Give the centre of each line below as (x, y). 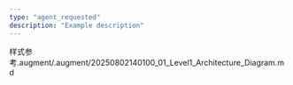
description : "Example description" (77, 25)
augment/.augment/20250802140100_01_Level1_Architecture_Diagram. (148, 62)
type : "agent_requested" (55, 17)
